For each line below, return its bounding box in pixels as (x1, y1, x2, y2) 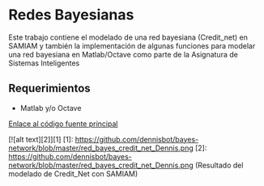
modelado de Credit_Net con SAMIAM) (8, 168, 138, 179)
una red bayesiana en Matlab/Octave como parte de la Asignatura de (8, 49, 239, 59)
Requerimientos (8, 82, 91, 95)
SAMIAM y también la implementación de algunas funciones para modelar (8, 40, 256, 50)
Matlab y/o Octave (19, 103, 82, 112)
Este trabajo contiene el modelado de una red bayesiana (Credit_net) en (8, 32, 249, 42)
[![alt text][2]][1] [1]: (8, 134, 74, 144)
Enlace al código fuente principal (8, 119, 118, 129)
